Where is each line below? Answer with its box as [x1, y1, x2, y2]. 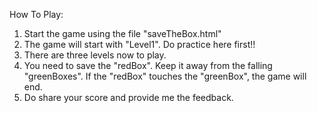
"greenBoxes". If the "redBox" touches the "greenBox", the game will [23, 70, 307, 82]
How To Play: [9, 9, 64, 20]
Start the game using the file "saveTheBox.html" [23, 28, 222, 39]
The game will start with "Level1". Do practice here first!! [23, 39, 256, 50]
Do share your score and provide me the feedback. [23, 92, 234, 103]
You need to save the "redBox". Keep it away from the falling [23, 60, 273, 71]
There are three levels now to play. [23, 49, 167, 61]
